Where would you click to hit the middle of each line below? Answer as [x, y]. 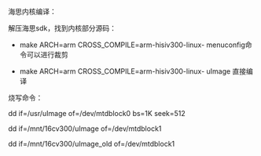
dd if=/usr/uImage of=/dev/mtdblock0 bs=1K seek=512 [97, 113]
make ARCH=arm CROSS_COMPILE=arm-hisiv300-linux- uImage [125, 71]
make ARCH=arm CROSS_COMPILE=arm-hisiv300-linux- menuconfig [132, 45]
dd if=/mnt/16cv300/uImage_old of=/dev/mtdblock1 [92, 144]
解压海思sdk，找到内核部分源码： [62, 28]
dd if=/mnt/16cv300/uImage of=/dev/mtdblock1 [85, 129]
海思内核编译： [32, 11]
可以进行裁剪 [47, 54]
